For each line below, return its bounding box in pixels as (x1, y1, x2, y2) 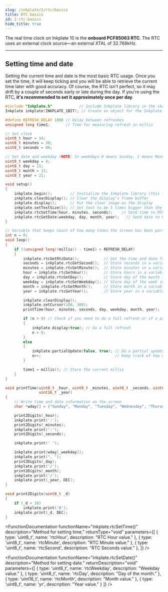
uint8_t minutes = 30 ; (5, 141, 52, 146)
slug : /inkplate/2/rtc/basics (5, 7, 68, 13)
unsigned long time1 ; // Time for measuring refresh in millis (5, 122, 153, 127)
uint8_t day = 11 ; (5, 163, 43, 168)
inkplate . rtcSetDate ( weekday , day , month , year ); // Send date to (14, 214, 160, 219)
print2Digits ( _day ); (14, 459, 57, 464)
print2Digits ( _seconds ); (14, 432, 66, 437)
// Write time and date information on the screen (14, 399, 122, 405)
